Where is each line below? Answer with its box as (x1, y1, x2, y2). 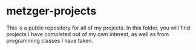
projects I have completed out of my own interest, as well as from (6, 30, 169, 37)
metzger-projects (6, 4, 97, 18)
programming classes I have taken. (6, 37, 94, 44)
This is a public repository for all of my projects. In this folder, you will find (6, 24, 191, 31)
